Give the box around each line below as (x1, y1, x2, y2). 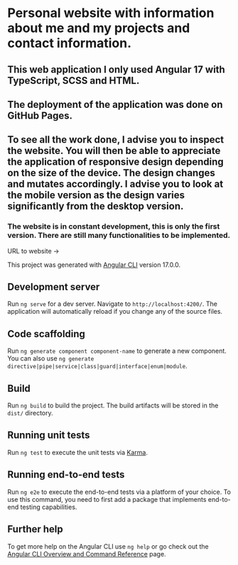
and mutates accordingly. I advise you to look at (7, 178, 224, 190)
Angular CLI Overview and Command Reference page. (7, 549, 166, 558)
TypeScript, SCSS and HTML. (7, 75, 140, 87)
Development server (7, 281, 100, 293)
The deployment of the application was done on (7, 98, 223, 111)
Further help (7, 523, 64, 535)
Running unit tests (7, 429, 90, 441)
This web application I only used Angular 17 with (7, 63, 225, 75)
